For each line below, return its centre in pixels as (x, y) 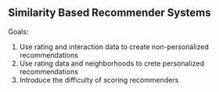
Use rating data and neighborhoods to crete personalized (112, 63)
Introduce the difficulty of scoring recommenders (99, 80)
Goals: (18, 31)
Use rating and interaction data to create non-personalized (114, 47)
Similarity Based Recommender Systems (109, 13)
